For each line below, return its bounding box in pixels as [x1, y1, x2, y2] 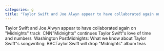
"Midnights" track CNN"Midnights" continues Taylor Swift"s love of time [5, 30, 151, 36]
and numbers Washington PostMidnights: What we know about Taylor [5, 35, 146, 41]
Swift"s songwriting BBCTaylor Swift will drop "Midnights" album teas [5, 40, 146, 46]
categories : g [5, 7, 34, 12]
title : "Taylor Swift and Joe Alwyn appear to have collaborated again [5, 12, 154, 17]
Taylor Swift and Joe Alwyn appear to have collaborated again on [5, 25, 136, 31]
